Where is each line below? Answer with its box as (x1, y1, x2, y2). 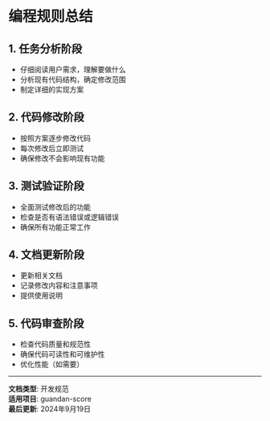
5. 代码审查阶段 (8, 317, 84, 330)
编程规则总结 (8, 7, 94, 26)
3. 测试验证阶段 (8, 179, 84, 193)
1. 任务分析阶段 (8, 42, 83, 55)
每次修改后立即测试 (19, 143, 84, 153)
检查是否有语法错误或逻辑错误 (19, 212, 119, 222)
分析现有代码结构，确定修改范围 (19, 75, 126, 84)
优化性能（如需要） (19, 359, 84, 370)
